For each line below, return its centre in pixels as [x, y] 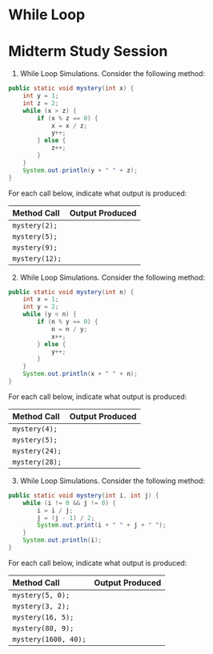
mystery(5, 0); [41, 595]
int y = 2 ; [41, 307]
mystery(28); [37, 462]
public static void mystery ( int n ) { [71, 292]
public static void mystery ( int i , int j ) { [84, 495]
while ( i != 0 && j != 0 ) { [69, 503]
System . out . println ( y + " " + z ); [80, 170]
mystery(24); [37, 451]
